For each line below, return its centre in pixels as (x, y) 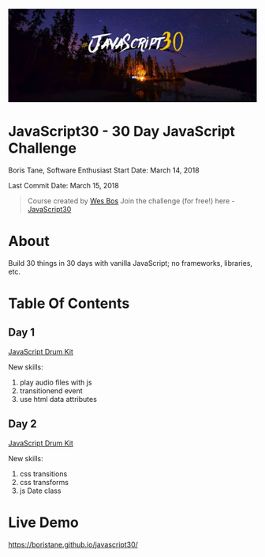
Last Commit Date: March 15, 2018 (64, 185)
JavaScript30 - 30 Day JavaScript (121, 132)
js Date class (40, 491)
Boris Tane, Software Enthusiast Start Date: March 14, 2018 (104, 170)
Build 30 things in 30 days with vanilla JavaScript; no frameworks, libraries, (131, 263)
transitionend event (51, 390)
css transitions (43, 474)
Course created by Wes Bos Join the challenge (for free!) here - (131, 201)
